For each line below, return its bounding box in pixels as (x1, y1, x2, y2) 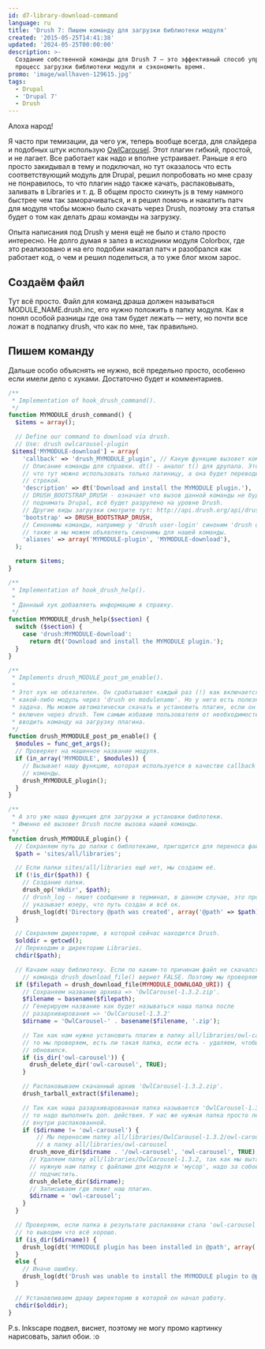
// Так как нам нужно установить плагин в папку (22, 1031, 185, 1039)
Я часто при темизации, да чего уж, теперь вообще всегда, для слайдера (8, 137, 257, 146)
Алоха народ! (8, 122, 54, 131)
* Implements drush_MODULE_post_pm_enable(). (11, 674, 164, 682)
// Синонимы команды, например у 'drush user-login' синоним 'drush (22, 520, 252, 529)
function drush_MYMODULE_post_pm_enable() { (8, 732, 157, 741)
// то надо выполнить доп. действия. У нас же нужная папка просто (22, 1111, 248, 1119)
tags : (8, 77, 26, 85)
